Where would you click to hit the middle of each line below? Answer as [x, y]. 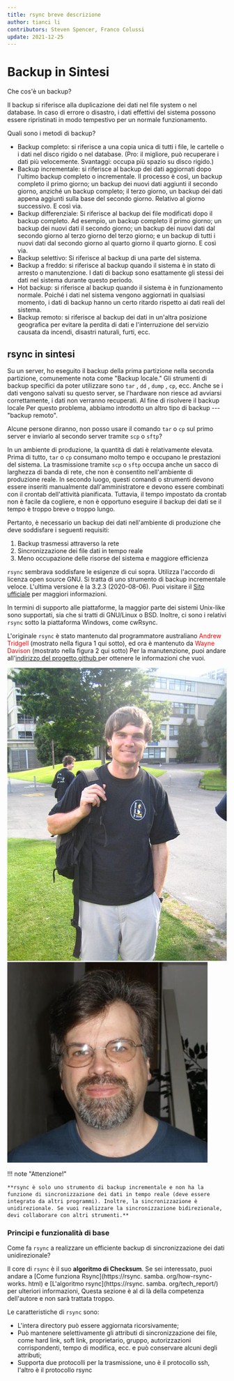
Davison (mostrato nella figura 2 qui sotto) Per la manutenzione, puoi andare [117, 651]
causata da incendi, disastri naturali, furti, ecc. [84, 332]
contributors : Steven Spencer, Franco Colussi [76, 29]
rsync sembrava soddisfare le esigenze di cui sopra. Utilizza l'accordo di [111, 572]
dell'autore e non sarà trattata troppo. [61, 1299]
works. [17, 1284]
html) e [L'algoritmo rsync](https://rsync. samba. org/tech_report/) [123, 1284]
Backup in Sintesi [58, 72]
